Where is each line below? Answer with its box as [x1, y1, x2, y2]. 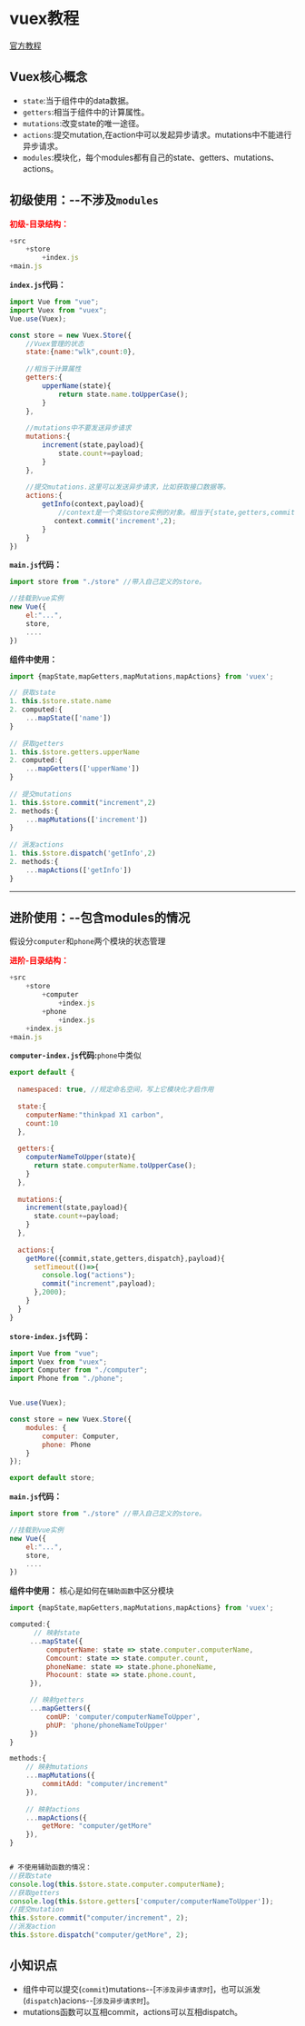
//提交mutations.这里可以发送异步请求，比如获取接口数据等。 [25, 482, 231, 492]
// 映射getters [29, 1695, 84, 1704]
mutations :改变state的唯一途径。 [22, 117, 144, 128]
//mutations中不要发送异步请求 [25, 423, 132, 432]
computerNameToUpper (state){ [25, 1153, 136, 1162]
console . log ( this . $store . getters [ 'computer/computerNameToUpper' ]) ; [9, 1896, 274, 1906]
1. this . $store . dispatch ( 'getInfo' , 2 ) [9, 849, 156, 859]
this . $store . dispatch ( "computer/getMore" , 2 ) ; [9, 1931, 189, 1940]
